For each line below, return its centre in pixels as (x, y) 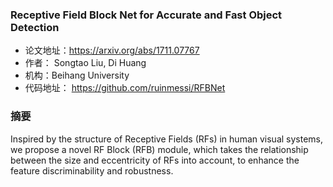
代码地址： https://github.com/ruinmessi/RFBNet (125, 88)
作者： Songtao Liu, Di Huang (85, 63)
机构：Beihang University (77, 75)
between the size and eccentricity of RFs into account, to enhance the (155, 160)
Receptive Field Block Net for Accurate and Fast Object (146, 15)
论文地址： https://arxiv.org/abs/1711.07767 (112, 50)
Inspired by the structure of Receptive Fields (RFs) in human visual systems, (167, 139)
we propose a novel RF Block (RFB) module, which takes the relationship (159, 149)
